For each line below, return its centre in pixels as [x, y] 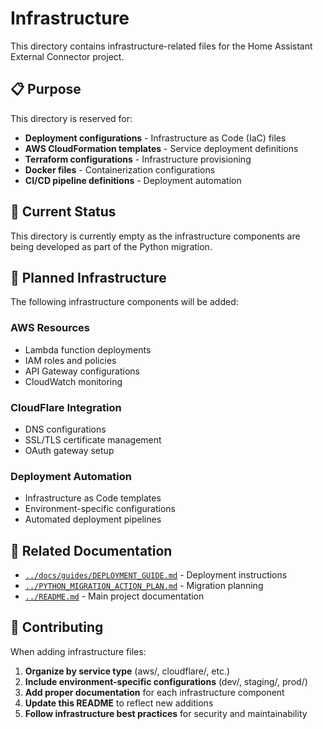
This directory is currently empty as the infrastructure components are [155, 236]
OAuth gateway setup [69, 450]
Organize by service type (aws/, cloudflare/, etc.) [127, 671]
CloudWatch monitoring [73, 381]
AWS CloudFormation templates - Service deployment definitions [161, 148]
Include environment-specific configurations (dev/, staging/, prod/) [166, 681]
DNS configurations [65, 429]
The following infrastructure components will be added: [124, 302]
